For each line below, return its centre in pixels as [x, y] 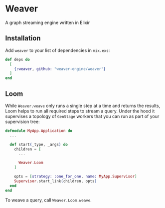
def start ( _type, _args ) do [39, 144]
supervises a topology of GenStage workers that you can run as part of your [82, 116]
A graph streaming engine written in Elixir [48, 22]
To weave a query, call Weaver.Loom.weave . [49, 200]
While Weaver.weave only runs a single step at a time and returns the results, [83, 105]
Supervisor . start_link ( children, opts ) [56, 181]
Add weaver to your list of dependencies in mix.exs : [58, 50]
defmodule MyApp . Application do [39, 130]
